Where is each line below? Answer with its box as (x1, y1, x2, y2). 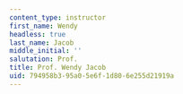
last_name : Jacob (9, 38, 74, 47)
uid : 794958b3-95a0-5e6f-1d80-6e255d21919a (9, 72, 175, 81)
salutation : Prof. (9, 55, 78, 64)
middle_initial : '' (9, 47, 83, 56)
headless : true (9, 30, 66, 38)
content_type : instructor (9, 13, 106, 22)
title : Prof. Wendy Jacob (9, 64, 106, 73)
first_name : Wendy (9, 21, 78, 30)
